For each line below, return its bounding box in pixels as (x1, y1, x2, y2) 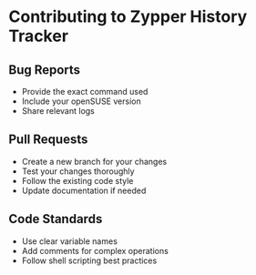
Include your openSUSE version (21, 96, 142, 107)
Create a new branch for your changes (21, 156, 168, 167)
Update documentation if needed (21, 185, 147, 196)
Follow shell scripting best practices (21, 255, 158, 266)
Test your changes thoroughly (21, 166, 135, 177)
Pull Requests (8, 132, 88, 148)
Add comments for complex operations (21, 245, 169, 256)
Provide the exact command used (21, 87, 148, 97)
